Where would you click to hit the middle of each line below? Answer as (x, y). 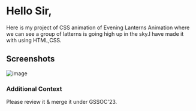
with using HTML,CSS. (34, 40)
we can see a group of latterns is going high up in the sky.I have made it (95, 33)
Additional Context (34, 89)
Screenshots (31, 59)
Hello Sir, (29, 11)
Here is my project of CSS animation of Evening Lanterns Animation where (98, 27)
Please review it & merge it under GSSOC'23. (62, 102)
